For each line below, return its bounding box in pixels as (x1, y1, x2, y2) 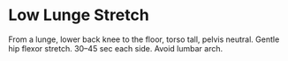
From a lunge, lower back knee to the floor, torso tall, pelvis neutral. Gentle (8, 34, 280, 44)
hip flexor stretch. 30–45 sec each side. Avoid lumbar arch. (8, 43, 224, 53)
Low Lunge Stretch (8, 5, 149, 25)
